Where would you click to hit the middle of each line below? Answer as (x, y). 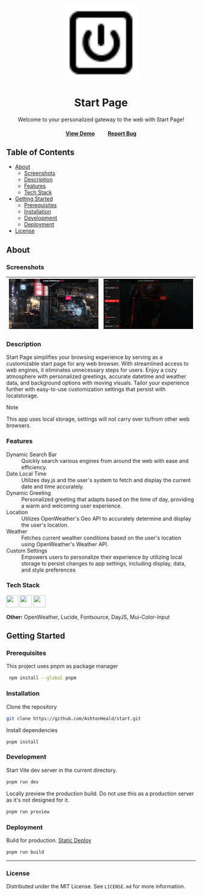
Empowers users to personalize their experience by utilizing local (102, 557)
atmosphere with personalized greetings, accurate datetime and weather (96, 377)
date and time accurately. (53, 486)
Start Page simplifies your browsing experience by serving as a (84, 357)
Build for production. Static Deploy (49, 840)
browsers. (19, 425)
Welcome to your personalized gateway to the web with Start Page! (101, 119)
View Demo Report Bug (101, 133)
